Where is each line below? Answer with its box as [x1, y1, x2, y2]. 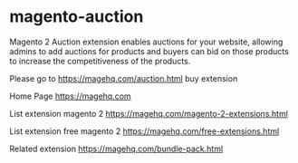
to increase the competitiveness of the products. [9, 55, 191, 66]
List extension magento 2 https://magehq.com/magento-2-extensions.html [9, 108, 288, 119]
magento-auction [9, 6, 144, 27]
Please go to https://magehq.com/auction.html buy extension [9, 72, 238, 83]
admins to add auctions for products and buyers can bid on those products [9, 45, 290, 56]
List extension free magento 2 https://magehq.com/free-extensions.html [9, 125, 280, 137]
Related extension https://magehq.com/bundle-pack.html [9, 143, 224, 154]
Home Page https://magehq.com [9, 91, 131, 101]
